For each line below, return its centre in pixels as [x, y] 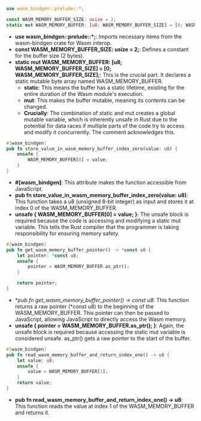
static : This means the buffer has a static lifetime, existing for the [104, 88]
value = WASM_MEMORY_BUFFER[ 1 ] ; [68, 372]
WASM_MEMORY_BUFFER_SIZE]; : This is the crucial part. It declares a [103, 74]
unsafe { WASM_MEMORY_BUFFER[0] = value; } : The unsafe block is [102, 214]
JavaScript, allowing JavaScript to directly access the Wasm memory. [101, 319]
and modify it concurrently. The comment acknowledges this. [99, 132]
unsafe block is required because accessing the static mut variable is [100, 332]
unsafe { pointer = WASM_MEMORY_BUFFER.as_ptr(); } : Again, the [99, 325]
